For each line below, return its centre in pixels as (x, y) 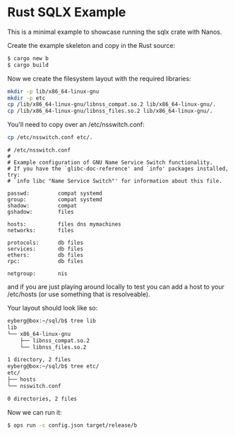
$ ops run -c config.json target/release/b (72, 425)
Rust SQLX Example (67, 12)
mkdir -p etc (26, 98)
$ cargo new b (28, 58)
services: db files (45, 249)
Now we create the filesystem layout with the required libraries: (100, 78)
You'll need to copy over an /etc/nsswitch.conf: (76, 125)
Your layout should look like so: (53, 308)
